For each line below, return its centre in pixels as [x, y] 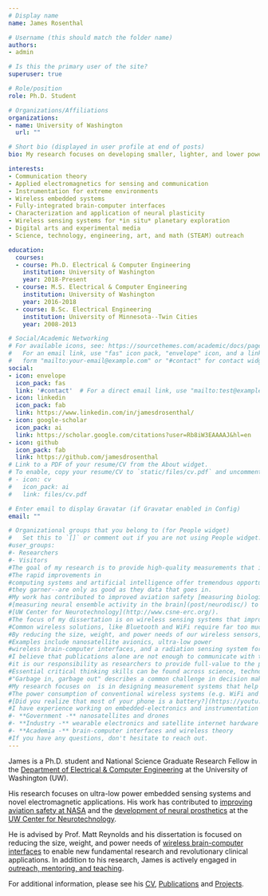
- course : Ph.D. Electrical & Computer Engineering [103, 265]
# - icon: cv [30, 480]
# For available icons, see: [57, 346]
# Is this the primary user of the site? [78, 67]
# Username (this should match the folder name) [91, 37]
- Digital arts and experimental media [75, 228]
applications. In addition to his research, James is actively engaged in [122, 859]
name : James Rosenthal [46, 23]
